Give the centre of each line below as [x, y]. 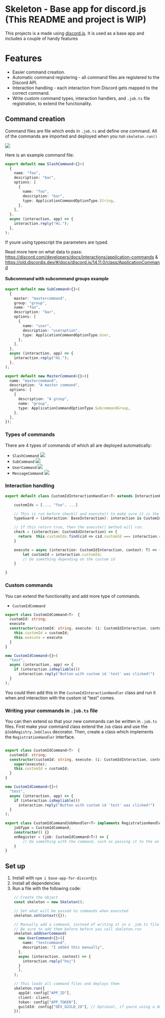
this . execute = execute [38, 637]
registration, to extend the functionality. [52, 103]
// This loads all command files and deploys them [67, 984]
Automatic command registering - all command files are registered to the [86, 77]
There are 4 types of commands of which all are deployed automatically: [79, 445]
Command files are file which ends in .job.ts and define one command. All [81, 131]
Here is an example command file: [40, 155]
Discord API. [25, 82]
